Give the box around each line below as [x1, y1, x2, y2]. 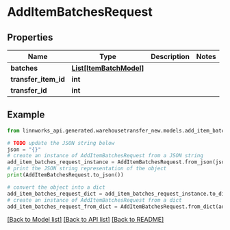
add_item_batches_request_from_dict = [7, 203, 118, 210]
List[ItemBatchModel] [71, 63, 144, 73]
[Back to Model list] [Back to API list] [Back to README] [7, 216, 164, 224]
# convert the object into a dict [7, 183, 106, 191]
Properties [7, 32, 53, 43]
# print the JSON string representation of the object [7, 165, 167, 172]
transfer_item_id [10, 75, 65, 84]
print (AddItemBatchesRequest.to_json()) [7, 172, 125, 179]
